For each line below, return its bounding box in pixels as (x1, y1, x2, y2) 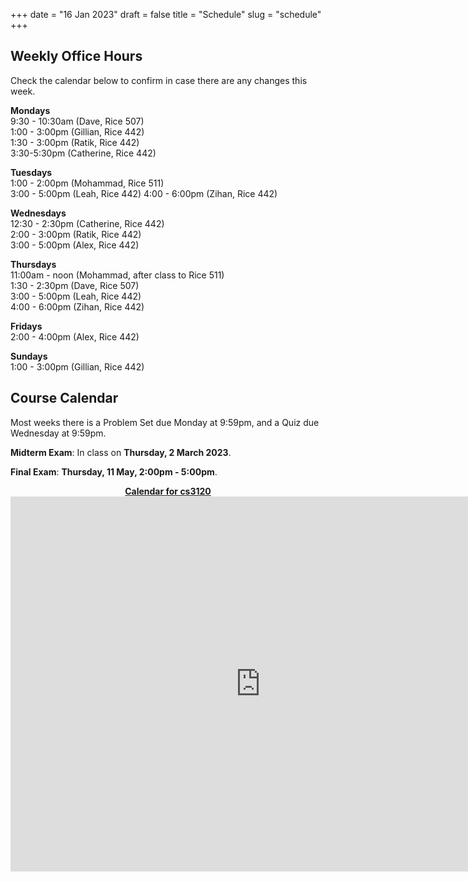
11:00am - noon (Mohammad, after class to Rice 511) (10, 269, 225, 281)
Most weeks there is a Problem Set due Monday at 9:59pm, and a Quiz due (10, 416, 320, 428)
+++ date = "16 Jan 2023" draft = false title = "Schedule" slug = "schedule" (10, 9, 322, 20)
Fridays (10, 320, 43, 332)
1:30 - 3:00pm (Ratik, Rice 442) (10, 136, 140, 148)
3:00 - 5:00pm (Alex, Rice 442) (10, 239, 140, 251)
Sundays (10, 350, 48, 362)
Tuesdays (10, 166, 53, 178)
